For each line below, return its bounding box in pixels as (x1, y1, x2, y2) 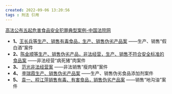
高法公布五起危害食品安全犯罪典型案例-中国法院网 (5, 27, 111, 33)
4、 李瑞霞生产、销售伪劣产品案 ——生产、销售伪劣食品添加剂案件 (12, 70, 154, 76)
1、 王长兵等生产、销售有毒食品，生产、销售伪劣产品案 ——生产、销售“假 (12, 38, 167, 44)
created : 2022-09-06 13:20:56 (5, 7, 70, 13)
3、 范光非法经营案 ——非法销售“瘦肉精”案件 (12, 64, 108, 70)
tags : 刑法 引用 (5, 12, 40, 17)
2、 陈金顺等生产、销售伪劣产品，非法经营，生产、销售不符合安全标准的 (12, 51, 164, 57)
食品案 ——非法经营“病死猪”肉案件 (12, 57, 86, 63)
